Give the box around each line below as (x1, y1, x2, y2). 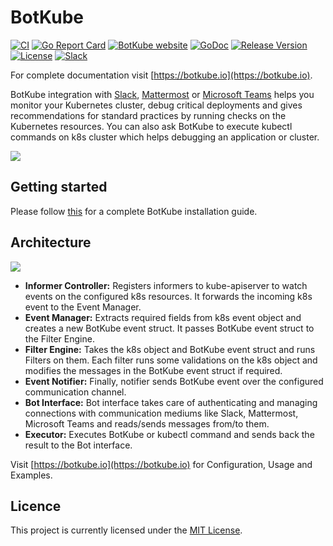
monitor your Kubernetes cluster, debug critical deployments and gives (10, 99, 303, 111)
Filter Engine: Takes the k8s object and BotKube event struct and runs (24, 343, 316, 355)
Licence (10, 497, 62, 515)
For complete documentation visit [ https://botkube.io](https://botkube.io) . (10, 69, 313, 81)
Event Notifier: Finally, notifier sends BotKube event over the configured (24, 375, 324, 387)
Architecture (10, 234, 92, 251)
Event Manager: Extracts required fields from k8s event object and (24, 311, 302, 323)
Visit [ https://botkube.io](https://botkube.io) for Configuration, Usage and (10, 458, 313, 470)
